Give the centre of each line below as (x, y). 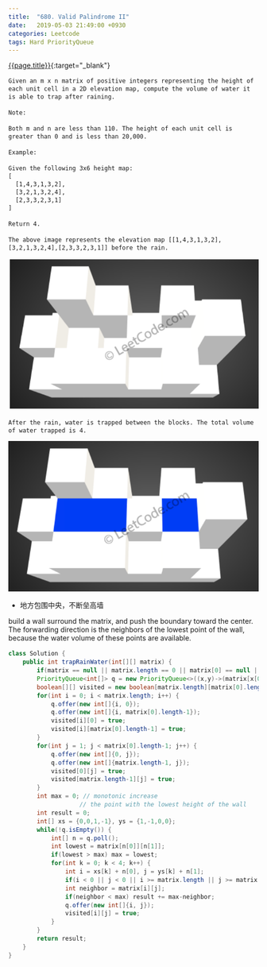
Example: (23, 153)
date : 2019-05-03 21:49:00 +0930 (67, 25)
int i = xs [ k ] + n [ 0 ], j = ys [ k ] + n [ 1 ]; (135, 872)
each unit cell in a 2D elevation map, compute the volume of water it (129, 89)
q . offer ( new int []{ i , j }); (110, 905)
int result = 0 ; (64, 813)
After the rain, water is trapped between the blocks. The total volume (131, 423)
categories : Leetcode (44, 33)
